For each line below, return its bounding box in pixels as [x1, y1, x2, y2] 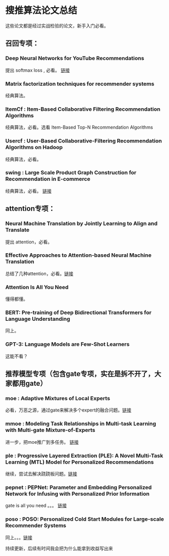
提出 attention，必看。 [5, 239, 52, 245]
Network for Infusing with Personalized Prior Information [5, 490, 150, 497]
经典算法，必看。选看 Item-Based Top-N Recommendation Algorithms [5, 124, 153, 131]
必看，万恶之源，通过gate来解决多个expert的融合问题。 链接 [5, 407, 132, 413]
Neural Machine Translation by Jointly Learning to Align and [5, 220, 158, 227]
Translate [5, 226, 30, 234]
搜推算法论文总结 [5, 5, 78, 16]
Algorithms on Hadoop [5, 144, 63, 151]
